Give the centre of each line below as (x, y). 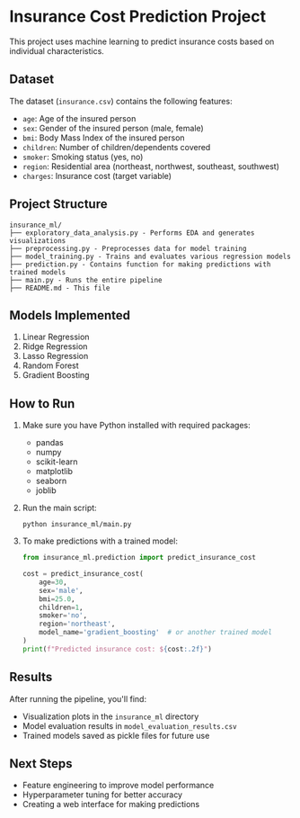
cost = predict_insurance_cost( (83, 574)
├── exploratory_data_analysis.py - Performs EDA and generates (132, 233)
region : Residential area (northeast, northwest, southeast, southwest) (151, 166)
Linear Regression (56, 337)
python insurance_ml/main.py (77, 525)
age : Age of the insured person (79, 118)
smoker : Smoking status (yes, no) (83, 157)
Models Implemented (70, 315)
